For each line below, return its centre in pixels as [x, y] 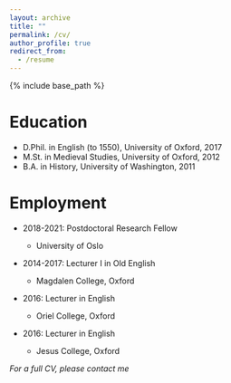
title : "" [28, 26]
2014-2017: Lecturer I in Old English [89, 263]
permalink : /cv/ [40, 34]
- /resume [36, 60]
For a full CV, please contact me [69, 369]
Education [48, 122]
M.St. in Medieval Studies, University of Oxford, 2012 [121, 157]
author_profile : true [50, 43]
